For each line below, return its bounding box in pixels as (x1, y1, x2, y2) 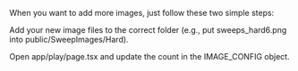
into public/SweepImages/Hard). (9, 35, 129, 44)
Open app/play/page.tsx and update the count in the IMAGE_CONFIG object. (9, 51, 290, 61)
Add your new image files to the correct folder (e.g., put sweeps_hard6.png (9, 25, 287, 35)
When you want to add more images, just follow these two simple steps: (9, 8, 275, 18)
